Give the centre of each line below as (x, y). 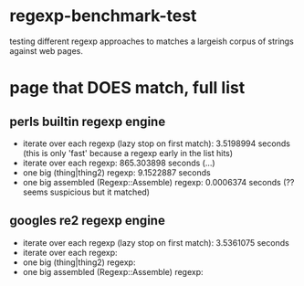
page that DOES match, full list (127, 88)
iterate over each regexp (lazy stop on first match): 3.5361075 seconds (156, 242)
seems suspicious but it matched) (86, 192)
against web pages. (47, 50)
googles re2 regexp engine (88, 221)
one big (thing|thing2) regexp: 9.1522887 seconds (117, 172)
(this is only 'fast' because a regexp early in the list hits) (128, 153)
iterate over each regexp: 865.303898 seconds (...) (119, 163)
